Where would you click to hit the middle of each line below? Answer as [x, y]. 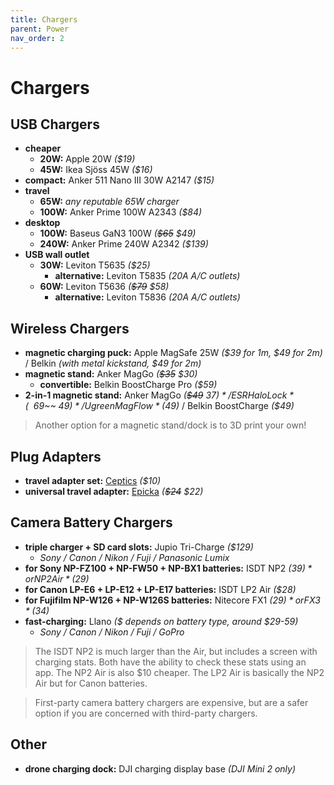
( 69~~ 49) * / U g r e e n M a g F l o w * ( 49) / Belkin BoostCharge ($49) [159, 406]
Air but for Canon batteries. [91, 683]
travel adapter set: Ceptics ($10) [93, 480]
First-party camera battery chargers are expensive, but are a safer [171, 702]
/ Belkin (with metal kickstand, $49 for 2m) [113, 363]
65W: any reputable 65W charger [109, 202]
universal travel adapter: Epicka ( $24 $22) [114, 491]
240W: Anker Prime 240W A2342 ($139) [124, 244]
